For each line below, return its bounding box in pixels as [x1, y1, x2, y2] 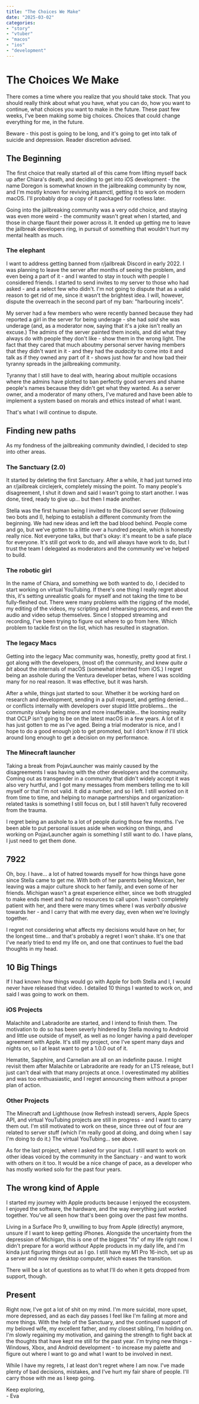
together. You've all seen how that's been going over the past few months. [6, 1211, 188, 1219]
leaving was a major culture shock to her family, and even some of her [6, 883, 178, 890]
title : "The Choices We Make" [6, 8, 81, 15]
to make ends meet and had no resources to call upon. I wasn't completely [6, 895, 189, 903]
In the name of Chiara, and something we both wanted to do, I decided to [6, 579, 185, 587]
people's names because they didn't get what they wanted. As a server [6, 384, 181, 391]
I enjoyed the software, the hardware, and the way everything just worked [6, 1205, 187, 1212]
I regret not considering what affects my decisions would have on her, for [6, 926, 185, 933]
